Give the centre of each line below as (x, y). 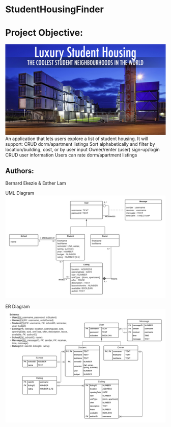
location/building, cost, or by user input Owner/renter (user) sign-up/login (82, 149)
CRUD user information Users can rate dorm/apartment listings (71, 155)
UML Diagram (20, 193)
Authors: (20, 171)
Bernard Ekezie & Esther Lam (36, 183)
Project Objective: (44, 33)
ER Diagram (18, 307)
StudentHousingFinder (55, 9)
